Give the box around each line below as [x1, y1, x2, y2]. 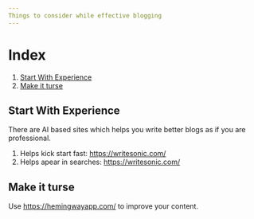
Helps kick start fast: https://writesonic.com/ [19, 149, 166, 158]
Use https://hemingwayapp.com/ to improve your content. [8, 201, 199, 211]
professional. [8, 133, 52, 143]
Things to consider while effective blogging [8, 11, 162, 20]
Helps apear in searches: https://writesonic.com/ [19, 157, 181, 167]
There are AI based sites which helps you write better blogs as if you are [8, 125, 246, 135]
